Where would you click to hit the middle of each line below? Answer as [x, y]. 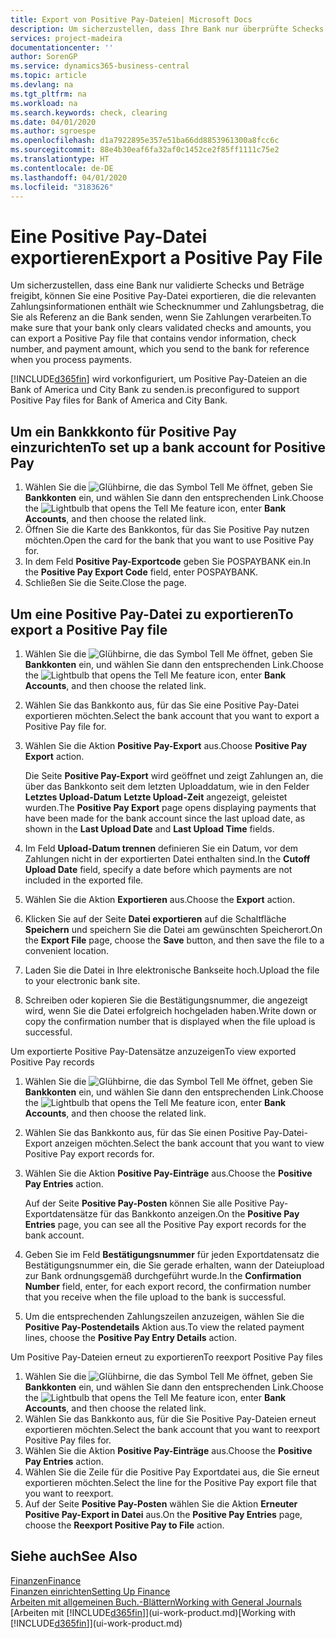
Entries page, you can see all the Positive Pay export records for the [165, 1224]
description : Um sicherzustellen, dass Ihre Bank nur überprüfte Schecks [167, 29]
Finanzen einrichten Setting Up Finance [90, 1591]
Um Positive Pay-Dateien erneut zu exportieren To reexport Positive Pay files [167, 1357]
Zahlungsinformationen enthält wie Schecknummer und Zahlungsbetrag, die [167, 307]
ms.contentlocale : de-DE [62, 168]
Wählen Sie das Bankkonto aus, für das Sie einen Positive [143, 1132]
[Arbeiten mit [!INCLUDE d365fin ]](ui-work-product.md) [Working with [153, 1612]
